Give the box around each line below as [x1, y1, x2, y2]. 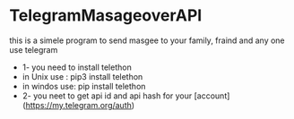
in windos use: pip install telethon [22, 81, 146, 91]
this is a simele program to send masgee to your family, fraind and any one [9, 35, 285, 46]
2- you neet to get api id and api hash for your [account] [22, 90, 230, 101]
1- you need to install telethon [22, 62, 132, 72]
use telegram [9, 44, 58, 55]
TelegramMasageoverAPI [9, 5, 203, 26]
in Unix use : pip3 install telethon [22, 71, 143, 81]
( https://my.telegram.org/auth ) [22, 99, 135, 110]
